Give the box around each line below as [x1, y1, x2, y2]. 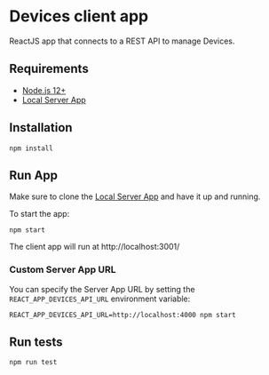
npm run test [9, 358, 58, 367]
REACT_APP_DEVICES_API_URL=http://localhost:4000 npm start [9, 310, 237, 319]
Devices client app [9, 6, 149, 27]
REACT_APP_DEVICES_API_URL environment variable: [9, 293, 191, 304]
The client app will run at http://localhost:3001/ [9, 242, 180, 252]
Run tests [9, 335, 63, 350]
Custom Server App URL [9, 264, 116, 276]
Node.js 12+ [21, 84, 67, 95]
